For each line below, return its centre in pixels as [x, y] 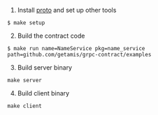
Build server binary [44, 68]
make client [24, 106]
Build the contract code [51, 36]
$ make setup [26, 23]
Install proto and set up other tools [67, 10]
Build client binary [43, 93]
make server [24, 80]
